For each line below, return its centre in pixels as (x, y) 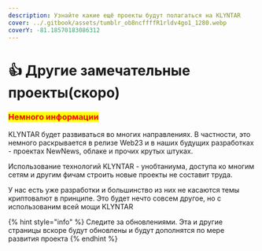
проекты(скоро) (64, 92)
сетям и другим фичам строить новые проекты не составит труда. (120, 175)
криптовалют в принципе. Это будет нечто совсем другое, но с (115, 198)
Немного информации (54, 117)
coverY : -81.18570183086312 (54, 30)
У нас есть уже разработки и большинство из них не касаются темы (124, 190)
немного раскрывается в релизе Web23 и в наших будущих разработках (131, 142)
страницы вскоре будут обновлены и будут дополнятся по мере (116, 230)
